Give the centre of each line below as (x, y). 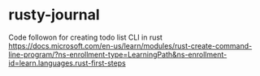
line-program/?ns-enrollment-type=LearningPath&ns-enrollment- (118, 54)
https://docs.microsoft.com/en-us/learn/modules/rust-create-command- (130, 45)
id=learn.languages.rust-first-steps (67, 63)
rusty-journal (54, 15)
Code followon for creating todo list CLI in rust (85, 37)
